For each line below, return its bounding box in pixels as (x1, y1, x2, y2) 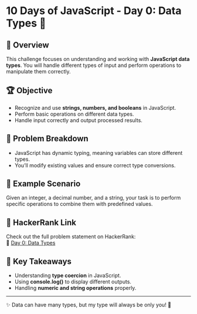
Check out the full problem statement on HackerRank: (6, 233, 136, 240)
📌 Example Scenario (6, 179, 81, 189)
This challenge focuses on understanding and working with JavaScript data (6, 56, 190, 62)
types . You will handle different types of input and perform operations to (6, 62, 182, 69)
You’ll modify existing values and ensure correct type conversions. (14, 161, 176, 168)
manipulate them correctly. (6, 68, 72, 75)
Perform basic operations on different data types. (14, 110, 134, 117)
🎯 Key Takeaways (6, 256, 72, 266)
